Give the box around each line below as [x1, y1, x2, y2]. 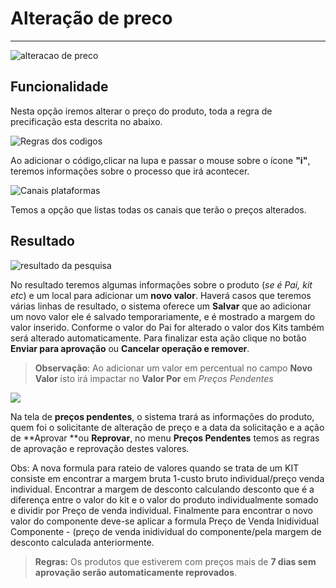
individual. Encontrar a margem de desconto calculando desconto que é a [10, 483, 315, 495]
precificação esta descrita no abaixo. [10, 115, 163, 127]
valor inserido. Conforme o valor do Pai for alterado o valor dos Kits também [10, 321, 325, 333]
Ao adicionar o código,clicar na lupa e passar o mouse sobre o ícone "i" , [10, 154, 311, 166]
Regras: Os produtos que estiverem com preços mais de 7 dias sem [34, 555, 317, 567]
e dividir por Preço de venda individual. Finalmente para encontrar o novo [10, 504, 313, 516]
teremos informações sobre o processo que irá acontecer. [10, 165, 250, 177]
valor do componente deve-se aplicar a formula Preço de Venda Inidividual [10, 515, 319, 527]
